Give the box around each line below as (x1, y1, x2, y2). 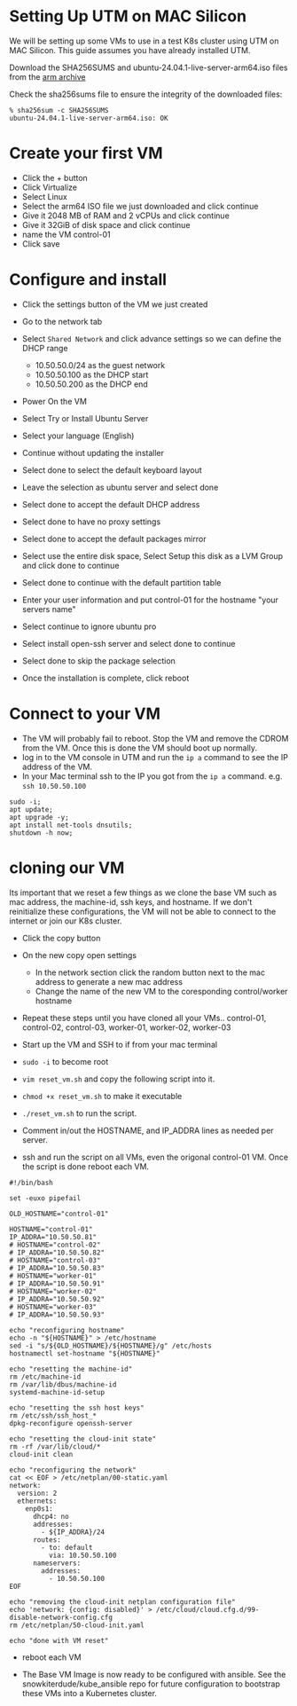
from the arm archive (9, 71, 86, 82)
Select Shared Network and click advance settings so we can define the (21, 333, 282, 343)
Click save (21, 238, 60, 249)
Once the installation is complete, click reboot (21, 672, 190, 683)
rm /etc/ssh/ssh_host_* (9, 1411, 98, 1420)
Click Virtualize (21, 182, 78, 193)
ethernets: (17, 1497, 58, 1506)
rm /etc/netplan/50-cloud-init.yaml (9, 1621, 145, 1630)
